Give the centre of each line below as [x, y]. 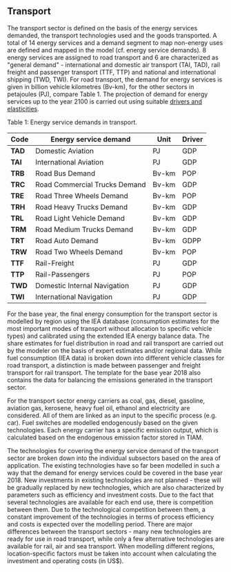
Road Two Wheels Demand [79, 251]
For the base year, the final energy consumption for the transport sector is [112, 314]
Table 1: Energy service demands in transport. [72, 122]
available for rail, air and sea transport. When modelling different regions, [111, 546]
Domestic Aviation [65, 151]
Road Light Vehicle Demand [80, 218]
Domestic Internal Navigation [82, 285]
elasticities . [23, 108]
